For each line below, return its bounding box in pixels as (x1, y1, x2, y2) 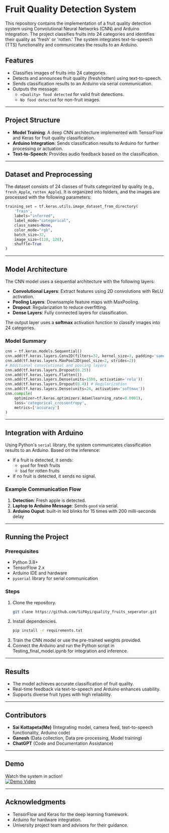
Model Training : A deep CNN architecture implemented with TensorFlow (12, 129, 163, 135)
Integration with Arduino (5, 428, 84, 437)
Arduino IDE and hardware (12, 570, 67, 576)
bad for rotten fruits (20, 468, 60, 474)
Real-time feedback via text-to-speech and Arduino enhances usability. (12, 686, 161, 692)
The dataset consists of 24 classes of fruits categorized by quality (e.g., (5, 183, 154, 190)
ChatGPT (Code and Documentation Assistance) (12, 740, 114, 746)
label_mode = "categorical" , (14, 218, 71, 223)
